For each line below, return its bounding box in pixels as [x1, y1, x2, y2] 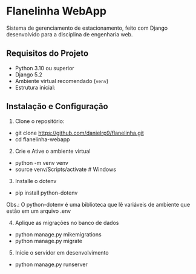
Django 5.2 [15, 71, 42, 78]
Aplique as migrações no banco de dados [15, 219, 119, 226]
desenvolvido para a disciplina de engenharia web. [6, 30, 133, 38]
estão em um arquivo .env [6, 207, 71, 215]
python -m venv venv [15, 159, 68, 166]
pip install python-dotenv [15, 189, 78, 196]
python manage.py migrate [15, 237, 83, 244]
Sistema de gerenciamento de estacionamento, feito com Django [6, 24, 168, 32]
